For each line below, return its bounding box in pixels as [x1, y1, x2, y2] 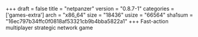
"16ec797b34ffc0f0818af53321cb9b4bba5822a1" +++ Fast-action [5, 18, 169, 24]
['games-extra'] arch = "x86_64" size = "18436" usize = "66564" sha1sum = [5, 11, 194, 18]
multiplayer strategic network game [5, 24, 93, 31]
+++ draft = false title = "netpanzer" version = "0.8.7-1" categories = [5, 5, 175, 12]
